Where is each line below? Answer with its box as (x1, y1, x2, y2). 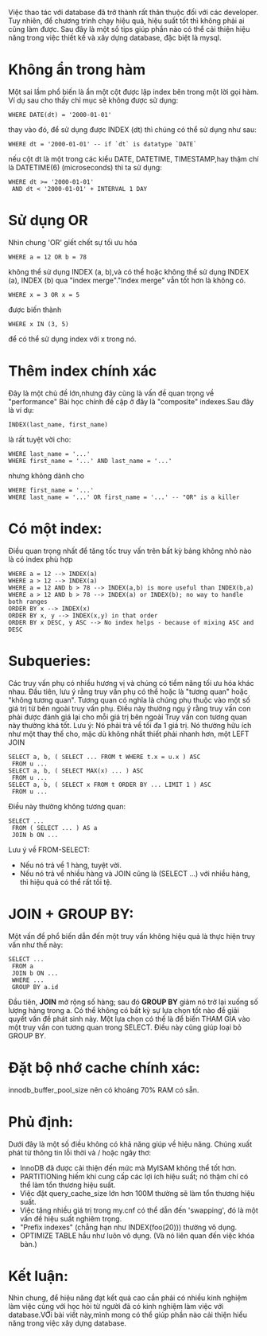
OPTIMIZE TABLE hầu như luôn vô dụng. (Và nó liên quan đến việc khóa (19, 1230, 255, 1241)
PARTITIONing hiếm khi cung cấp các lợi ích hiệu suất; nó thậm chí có (19, 1171, 249, 1181)
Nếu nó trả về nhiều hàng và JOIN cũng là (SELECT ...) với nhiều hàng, (19, 868, 250, 878)
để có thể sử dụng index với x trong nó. (8, 334, 137, 344)
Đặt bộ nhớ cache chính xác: (8, 1058, 200, 1077)
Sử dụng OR (8, 212, 89, 230)
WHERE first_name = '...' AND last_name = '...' (8, 457, 172, 465)
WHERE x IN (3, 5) (8, 320, 69, 328)
